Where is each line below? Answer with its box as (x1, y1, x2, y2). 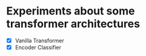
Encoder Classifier (15, 44, 62, 51)
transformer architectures (6, 17, 141, 31)
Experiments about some (6, 4, 135, 18)
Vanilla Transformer (15, 37, 65, 44)
